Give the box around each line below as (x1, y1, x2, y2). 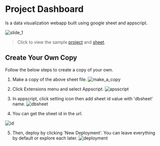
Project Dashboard (5, 3, 84, 15)
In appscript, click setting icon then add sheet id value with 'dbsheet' (12, 95, 153, 101)
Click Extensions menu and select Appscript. (12, 86, 104, 92)
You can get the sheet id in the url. (12, 110, 83, 116)
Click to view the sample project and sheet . (17, 39, 106, 45)
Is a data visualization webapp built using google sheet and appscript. (5, 20, 148, 26)
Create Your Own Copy (5, 54, 77, 62)
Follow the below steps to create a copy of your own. (5, 67, 113, 73)
